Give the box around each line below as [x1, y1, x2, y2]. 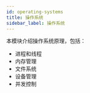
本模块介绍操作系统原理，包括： [6, 37, 86, 45]
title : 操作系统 [6, 14, 43, 21]
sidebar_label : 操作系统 [6, 20, 65, 26]
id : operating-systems [6, 8, 63, 15]
